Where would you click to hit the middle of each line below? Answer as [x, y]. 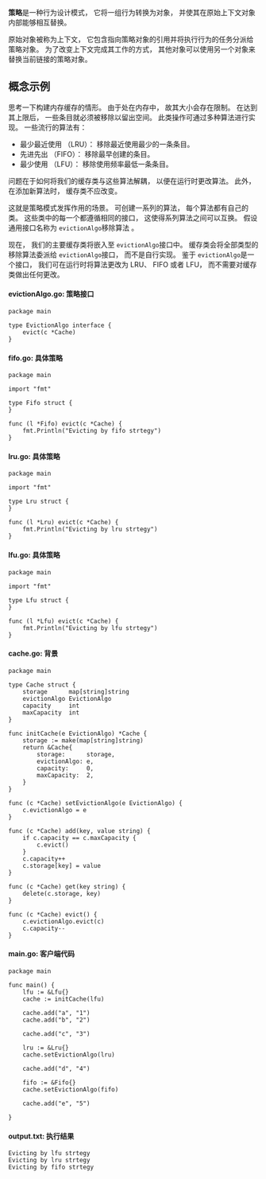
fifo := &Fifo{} [50, 1083]
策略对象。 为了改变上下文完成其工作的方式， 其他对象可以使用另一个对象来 [132, 49]
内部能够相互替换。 [40, 22]
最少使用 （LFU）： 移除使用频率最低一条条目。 [96, 164]
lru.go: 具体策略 [35, 456]
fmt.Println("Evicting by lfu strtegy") [90, 628]
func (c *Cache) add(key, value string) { [79, 831]
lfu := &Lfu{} [46, 992]
